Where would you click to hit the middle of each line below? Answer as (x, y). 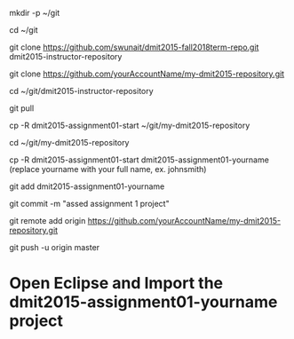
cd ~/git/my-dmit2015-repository (69, 142)
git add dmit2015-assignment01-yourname (87, 186)
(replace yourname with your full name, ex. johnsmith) (108, 169)
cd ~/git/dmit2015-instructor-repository (81, 91)
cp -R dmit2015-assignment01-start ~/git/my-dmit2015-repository (130, 125)
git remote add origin (48, 221)
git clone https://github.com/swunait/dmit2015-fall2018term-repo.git (134, 47)
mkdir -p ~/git (35, 13)
